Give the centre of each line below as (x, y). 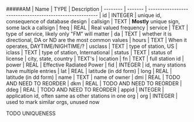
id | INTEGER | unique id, (132, 15)
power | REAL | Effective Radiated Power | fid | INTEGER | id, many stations (96, 65)
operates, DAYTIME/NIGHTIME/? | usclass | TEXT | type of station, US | (92, 46)
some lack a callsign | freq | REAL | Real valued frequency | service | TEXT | (97, 27)
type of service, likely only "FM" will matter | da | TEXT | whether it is (89, 34)
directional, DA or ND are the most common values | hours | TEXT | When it (96, 40)
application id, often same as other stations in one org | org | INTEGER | (92, 96)
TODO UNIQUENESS (31, 113)
